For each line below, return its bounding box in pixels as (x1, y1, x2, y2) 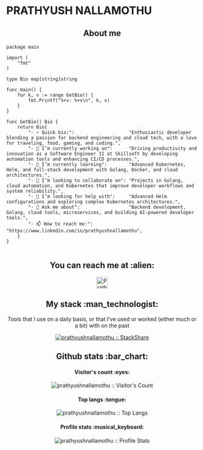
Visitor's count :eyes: (74, 368, 130, 376)
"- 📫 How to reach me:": (28, 221, 93, 227)
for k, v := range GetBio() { (17, 92, 94, 98)
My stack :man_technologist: (46, 299, 159, 310)
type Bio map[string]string (6, 76, 78, 82)
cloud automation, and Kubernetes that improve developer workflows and (6, 183, 194, 189)
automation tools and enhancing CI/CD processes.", (6, 156, 140, 162)
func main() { (6, 87, 43, 93)
